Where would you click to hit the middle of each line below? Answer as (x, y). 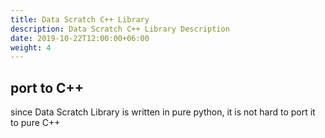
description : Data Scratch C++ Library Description (120, 29)
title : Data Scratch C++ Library (80, 19)
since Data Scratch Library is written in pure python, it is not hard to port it (163, 112)
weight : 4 (31, 47)
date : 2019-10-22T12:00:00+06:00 (80, 38)
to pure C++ (35, 123)
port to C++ (47, 87)
